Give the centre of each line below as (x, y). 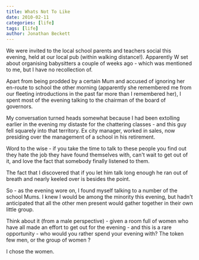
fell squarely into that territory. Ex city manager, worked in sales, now (91, 131)
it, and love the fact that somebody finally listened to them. (78, 161)
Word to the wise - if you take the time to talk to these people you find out (97, 149)
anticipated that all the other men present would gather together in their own (99, 203)
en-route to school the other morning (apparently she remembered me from (99, 87)
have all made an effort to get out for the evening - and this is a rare (89, 227)
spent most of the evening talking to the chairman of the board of (86, 100)
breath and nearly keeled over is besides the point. (68, 179)
